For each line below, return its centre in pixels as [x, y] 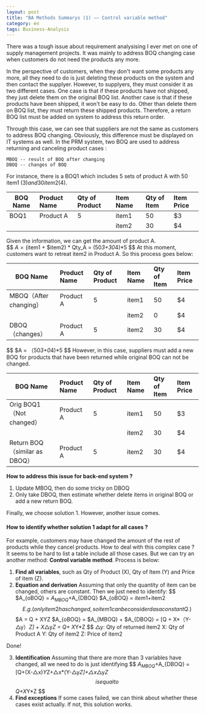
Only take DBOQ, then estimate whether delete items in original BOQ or [104, 495]
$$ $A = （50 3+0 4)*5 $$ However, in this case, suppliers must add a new [100, 350]
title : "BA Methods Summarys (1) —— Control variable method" [87, 18]
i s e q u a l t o [107, 682]
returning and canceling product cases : [56, 148]
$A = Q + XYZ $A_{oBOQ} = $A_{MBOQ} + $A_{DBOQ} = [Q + [93, 620]
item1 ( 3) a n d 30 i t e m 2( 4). [37, 183]
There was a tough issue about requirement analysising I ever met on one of [102, 47]
